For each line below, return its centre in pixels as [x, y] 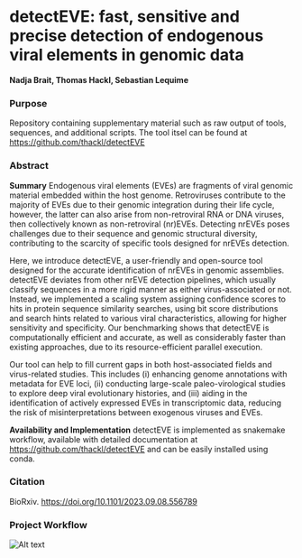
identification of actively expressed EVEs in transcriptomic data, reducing [146, 403]
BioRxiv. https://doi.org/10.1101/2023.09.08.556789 [104, 501]
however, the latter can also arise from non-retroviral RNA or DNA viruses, [147, 214]
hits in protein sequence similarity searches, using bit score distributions [144, 308]
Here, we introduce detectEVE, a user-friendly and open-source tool [136, 260]
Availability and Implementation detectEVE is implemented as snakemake [147, 430]
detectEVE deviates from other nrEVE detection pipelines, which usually [143, 279]
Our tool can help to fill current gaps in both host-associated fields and [141, 364]
